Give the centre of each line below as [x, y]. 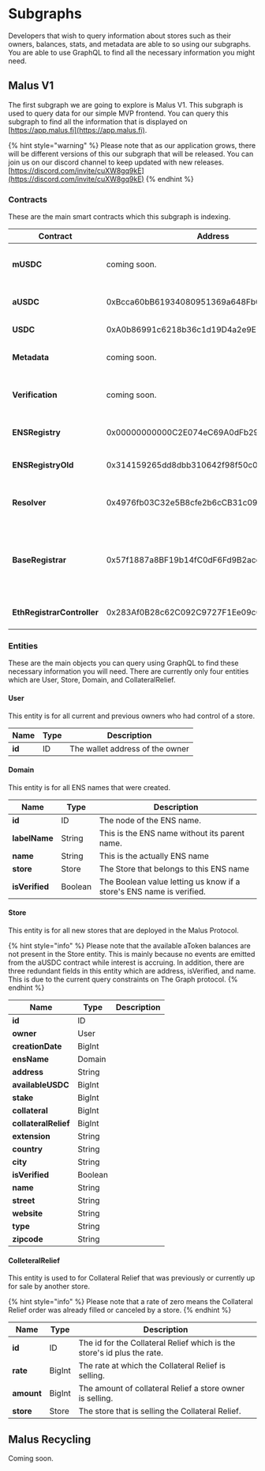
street [24, 1201]
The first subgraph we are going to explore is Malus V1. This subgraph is [126, 104]
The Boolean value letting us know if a [170, 881]
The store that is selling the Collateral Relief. [160, 1411]
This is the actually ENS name [154, 856]
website [28, 1213]
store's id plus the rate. [121, 1353]
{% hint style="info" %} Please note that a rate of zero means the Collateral [131, 1302]
